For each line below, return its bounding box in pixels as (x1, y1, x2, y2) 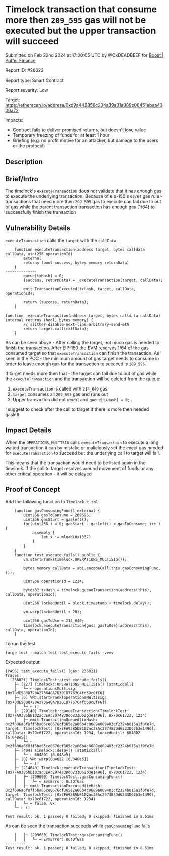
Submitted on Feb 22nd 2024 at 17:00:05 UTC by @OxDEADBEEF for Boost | (5, 52, 164, 58)
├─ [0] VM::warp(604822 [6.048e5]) (14, 756, 89, 762)
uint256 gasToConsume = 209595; (23, 512, 92, 518)
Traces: (5, 673, 22, 678)
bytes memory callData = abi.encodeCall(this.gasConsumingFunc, (23, 565, 161, 571)
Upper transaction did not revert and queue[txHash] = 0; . (12, 396, 133, 402)
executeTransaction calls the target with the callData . (5, 237, 118, 243)
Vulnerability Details (5, 224, 71, 232)
